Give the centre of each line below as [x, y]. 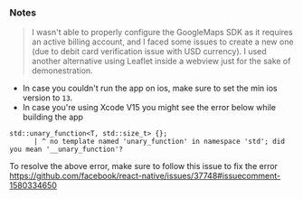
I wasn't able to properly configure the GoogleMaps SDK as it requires [162, 33]
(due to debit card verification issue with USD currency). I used [149, 52]
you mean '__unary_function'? [66, 150]
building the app [53, 117]
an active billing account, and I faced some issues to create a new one [162, 42]
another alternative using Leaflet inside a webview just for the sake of [161, 62]
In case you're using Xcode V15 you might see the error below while [149, 108]
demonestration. [62, 71]
